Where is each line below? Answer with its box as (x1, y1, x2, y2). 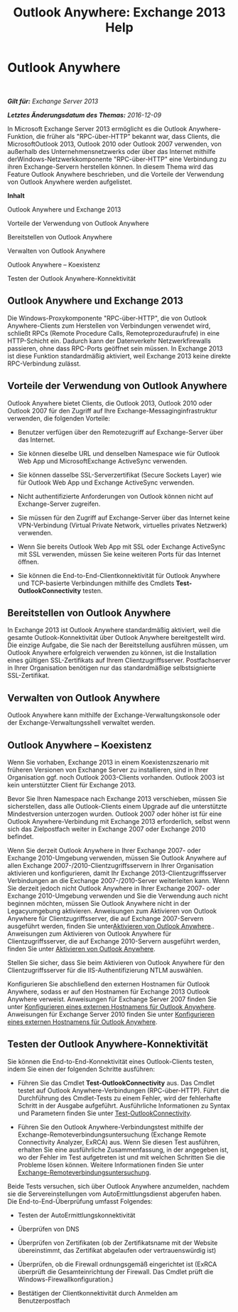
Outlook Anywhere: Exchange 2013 (13, 4, 226, 21)
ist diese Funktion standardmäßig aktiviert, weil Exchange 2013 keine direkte (7, 351, 231, 360)
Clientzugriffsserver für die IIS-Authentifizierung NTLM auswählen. (7, 966, 203, 974)
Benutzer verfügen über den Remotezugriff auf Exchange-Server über (17, 428, 224, 436)
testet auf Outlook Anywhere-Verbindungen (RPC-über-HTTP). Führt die (17, 1086, 229, 1095)
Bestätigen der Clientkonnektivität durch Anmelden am (17, 1288, 178, 1297)
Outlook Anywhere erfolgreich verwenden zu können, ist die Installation (7, 649, 217, 657)
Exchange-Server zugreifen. (17, 500, 101, 508)
